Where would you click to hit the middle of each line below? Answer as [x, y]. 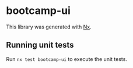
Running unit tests [40, 45]
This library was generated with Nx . [49, 27]
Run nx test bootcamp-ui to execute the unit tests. [66, 59]
